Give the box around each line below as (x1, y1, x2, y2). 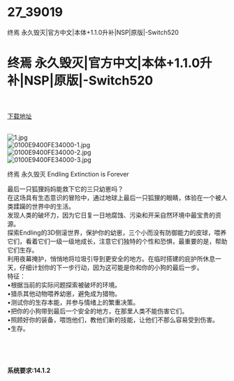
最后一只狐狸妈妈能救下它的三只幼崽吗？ (7, 184, 124, 193)
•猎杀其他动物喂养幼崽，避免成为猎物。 (7, 289, 121, 297)
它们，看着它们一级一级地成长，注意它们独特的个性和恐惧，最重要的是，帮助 (7, 237, 228, 245)
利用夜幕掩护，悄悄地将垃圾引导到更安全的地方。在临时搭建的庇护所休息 (7, 254, 215, 262)
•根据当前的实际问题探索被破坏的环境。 (7, 281, 121, 289)
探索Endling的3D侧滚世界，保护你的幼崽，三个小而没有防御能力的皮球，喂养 (7, 228, 227, 237)
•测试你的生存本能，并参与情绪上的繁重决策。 (7, 298, 140, 306)
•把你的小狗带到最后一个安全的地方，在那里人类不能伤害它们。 (7, 306, 189, 315)
